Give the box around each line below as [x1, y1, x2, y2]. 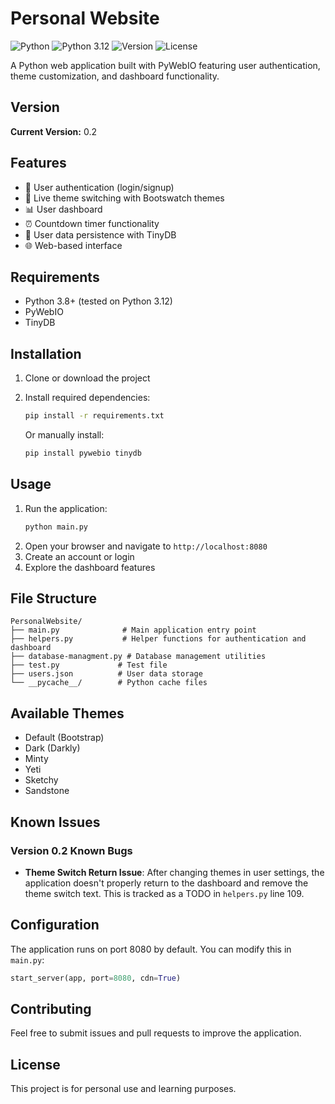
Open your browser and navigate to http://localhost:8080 [24, 540, 268, 552]
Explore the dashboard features [24, 561, 156, 573]
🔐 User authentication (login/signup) [24, 181, 175, 193]
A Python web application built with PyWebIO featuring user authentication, [10, 59, 321, 71]
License [10, 1056, 61, 1073]
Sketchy [24, 774, 59, 786]
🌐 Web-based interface [24, 239, 123, 251]
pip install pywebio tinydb [24, 448, 142, 459]
